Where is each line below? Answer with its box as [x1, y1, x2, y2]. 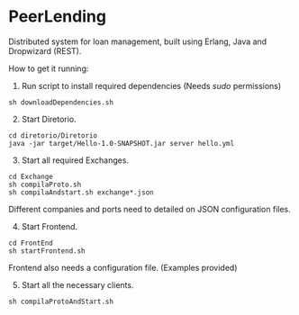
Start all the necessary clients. [21, 279, 134, 290]
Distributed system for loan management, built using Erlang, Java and [8, 36, 267, 47]
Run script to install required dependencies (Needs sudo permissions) [21, 80, 282, 91]
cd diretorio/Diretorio [8, 130, 98, 140]
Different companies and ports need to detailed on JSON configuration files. [8, 203, 291, 214]
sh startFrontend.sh [8, 246, 86, 256]
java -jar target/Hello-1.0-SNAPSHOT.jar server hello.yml [8, 139, 235, 148]
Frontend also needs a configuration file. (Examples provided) [8, 262, 238, 273]
